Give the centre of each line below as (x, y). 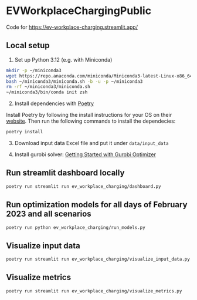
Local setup (28, 45)
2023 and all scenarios (49, 214)
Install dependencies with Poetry (54, 103)
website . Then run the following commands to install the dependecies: (91, 121)
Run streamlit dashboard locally (65, 173)
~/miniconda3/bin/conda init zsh (47, 92)
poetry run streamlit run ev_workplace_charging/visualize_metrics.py (94, 291)
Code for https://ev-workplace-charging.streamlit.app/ (72, 27)
